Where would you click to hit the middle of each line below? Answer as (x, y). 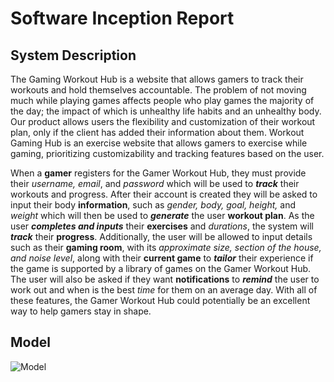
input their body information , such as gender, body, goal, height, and (153, 205)
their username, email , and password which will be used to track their (155, 183)
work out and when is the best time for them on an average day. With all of (164, 290)
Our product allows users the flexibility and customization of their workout (163, 121)
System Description (73, 55)
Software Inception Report (122, 18)
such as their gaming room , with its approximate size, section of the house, (166, 247)
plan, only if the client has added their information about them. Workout (157, 132)
